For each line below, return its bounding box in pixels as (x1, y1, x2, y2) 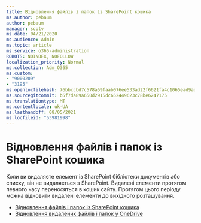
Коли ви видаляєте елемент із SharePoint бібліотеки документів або (6, 173, 181, 180)
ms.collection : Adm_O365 (6, 64, 68, 71)
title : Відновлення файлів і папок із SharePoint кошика (6, 8, 151, 15)
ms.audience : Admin (6, 37, 55, 43)
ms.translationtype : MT (6, 98, 66, 104)
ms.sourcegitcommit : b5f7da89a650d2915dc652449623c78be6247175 (6, 92, 167, 98)
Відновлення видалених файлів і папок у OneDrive (14, 210, 144, 218)
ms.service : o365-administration (6, 48, 90, 54)
